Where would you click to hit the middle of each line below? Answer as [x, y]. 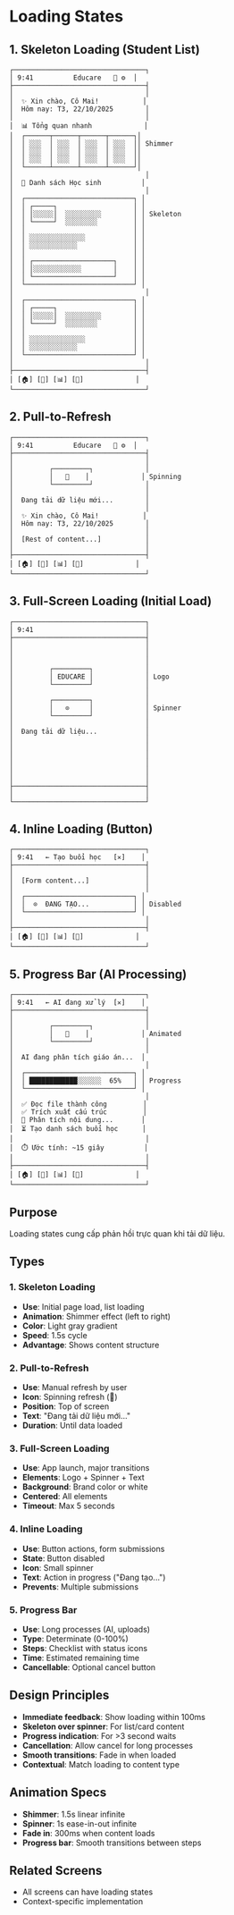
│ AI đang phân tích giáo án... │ [77, 1058]
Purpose [33, 1212]
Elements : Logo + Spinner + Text [83, 1478]
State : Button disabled [63, 1558]
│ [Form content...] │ [79, 881]
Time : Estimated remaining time [81, 1658]
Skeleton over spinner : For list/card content [103, 1726]
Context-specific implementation [83, 1902]
